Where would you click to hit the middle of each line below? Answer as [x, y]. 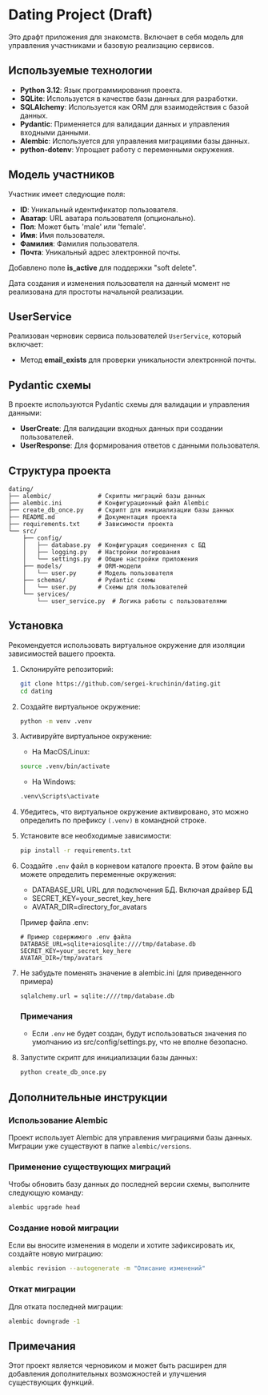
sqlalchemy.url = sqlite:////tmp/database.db [97, 996]
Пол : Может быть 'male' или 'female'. [83, 227]
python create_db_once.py [63, 1072]
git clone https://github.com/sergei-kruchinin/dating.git [120, 683]
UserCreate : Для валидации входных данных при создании [121, 428]
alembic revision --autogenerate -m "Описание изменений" [107, 1268]
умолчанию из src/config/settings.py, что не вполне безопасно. [140, 1042]
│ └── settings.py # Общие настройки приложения [110, 559]
